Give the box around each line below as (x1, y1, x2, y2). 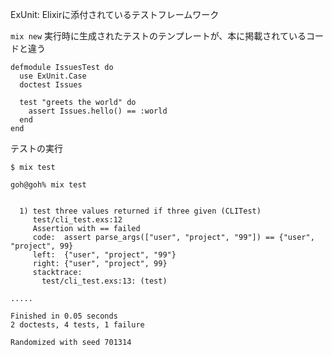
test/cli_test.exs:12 (32, 215, 123, 225)
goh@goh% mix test (10, 180, 87, 190)
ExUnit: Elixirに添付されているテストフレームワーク (10, 9, 220, 20)
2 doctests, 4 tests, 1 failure (10, 320, 145, 330)
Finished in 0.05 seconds (10, 311, 118, 321)
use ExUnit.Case (19, 71, 87, 81)
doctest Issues (19, 80, 83, 90)
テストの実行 (10, 143, 63, 154)
